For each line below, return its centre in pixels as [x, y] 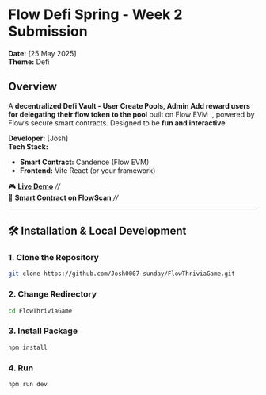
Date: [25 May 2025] [42, 53]
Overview [33, 87]
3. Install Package [43, 331]
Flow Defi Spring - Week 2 [95, 15]
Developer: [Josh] [38, 138]
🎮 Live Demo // [34, 186]
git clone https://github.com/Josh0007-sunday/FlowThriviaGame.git [122, 274]
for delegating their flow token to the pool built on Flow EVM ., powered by [131, 114]
